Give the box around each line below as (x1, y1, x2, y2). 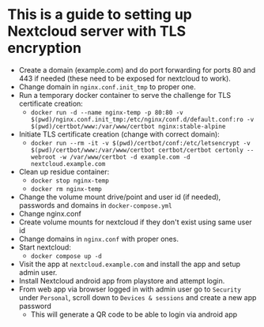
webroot (30, 152, 56, 161)
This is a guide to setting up (7, 6, 193, 24)
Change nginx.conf (18, 209, 82, 218)
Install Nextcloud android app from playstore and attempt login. (18, 276, 225, 285)
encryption (7, 39, 82, 57)
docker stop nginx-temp (30, 176, 110, 185)
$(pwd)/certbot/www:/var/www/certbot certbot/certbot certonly (30, 146, 244, 154)
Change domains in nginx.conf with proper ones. (18, 234, 179, 243)
